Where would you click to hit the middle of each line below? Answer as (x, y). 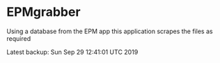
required (19, 38)
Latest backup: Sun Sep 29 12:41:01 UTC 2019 (72, 52)
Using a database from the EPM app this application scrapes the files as (110, 31)
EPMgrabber (44, 12)
